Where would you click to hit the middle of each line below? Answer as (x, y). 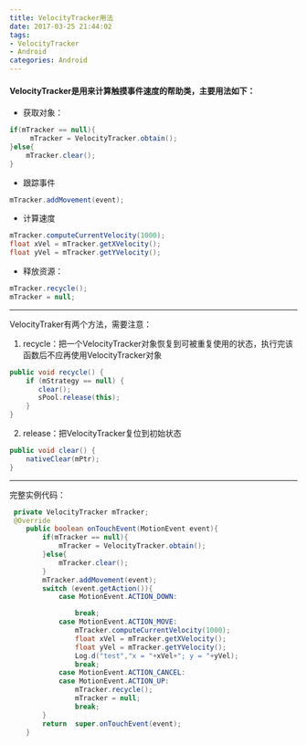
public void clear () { (53, 451)
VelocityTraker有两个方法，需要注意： (81, 324)
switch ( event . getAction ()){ (98, 588)
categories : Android (49, 60)
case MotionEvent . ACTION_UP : (114, 681)
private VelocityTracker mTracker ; (81, 512)
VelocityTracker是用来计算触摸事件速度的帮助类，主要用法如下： (132, 90)
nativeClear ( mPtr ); (63, 459)
